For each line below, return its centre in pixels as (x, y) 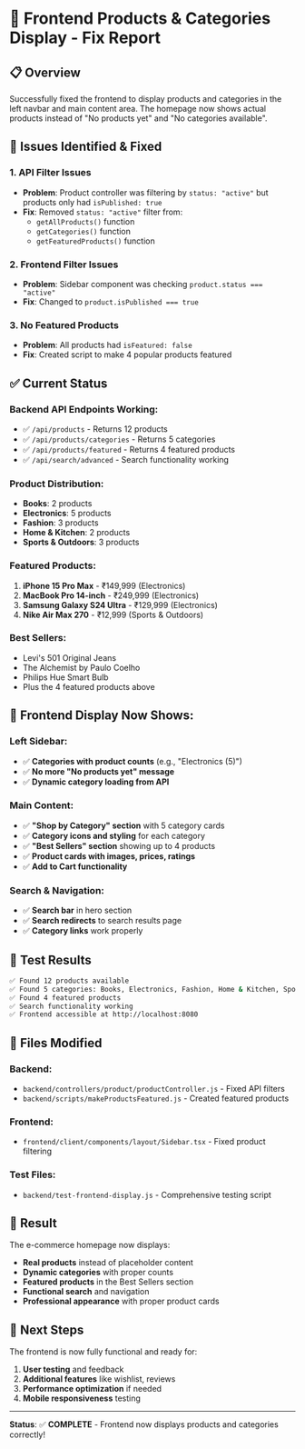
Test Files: (33, 1174)
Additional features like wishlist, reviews (99, 1379)
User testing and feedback (73, 1369)
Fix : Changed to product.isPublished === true (111, 301)
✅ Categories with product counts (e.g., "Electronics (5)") (133, 761)
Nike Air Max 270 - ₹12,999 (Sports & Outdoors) (113, 615)
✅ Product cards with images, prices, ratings (109, 856)
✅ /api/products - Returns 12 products (95, 429)
